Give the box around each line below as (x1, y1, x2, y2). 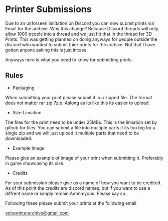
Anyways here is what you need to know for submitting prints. (5, 56, 133, 62)
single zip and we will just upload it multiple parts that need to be (5, 130, 139, 136)
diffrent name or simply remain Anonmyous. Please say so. (5, 190, 127, 196)
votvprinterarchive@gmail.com (5, 210, 69, 216)
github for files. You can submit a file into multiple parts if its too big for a (5, 124, 156, 130)
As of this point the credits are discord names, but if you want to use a (5, 185, 150, 191)
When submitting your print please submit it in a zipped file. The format (5, 94, 152, 100)
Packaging (12, 85, 35, 91)
